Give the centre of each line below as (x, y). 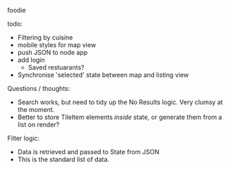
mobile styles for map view (57, 45)
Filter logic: (24, 138)
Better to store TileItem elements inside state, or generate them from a (120, 117)
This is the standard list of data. (63, 159)
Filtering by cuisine (45, 37)
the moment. (36, 109)
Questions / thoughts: (39, 88)
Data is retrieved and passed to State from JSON (89, 152)
